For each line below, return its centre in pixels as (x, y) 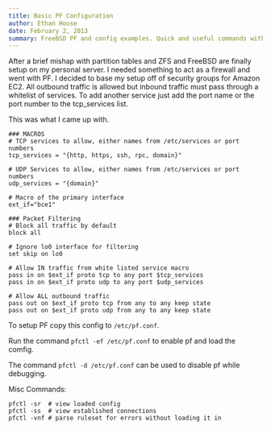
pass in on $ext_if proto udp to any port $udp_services (106, 283)
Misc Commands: (38, 389)
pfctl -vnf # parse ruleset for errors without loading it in (115, 418)
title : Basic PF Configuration (61, 16)
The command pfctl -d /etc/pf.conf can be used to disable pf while (124, 365)
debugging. (27, 374)
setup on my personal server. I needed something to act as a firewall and (129, 70)
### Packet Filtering (45, 219)
